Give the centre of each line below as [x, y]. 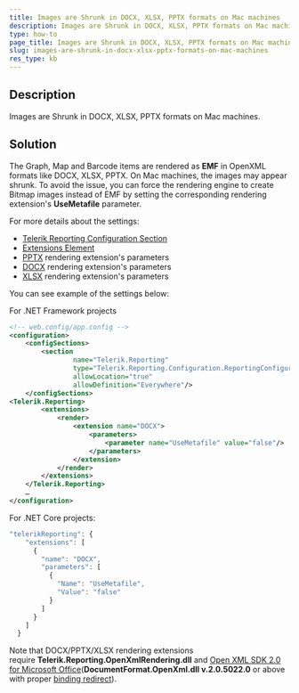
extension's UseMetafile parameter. [76, 204]
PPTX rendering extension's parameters [96, 257]
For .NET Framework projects [63, 310]
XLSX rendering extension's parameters [95, 276]
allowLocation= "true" [113, 376]
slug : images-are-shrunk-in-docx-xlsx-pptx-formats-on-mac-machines [139, 51]
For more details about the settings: [74, 221]
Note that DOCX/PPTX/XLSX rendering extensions [101, 650]
